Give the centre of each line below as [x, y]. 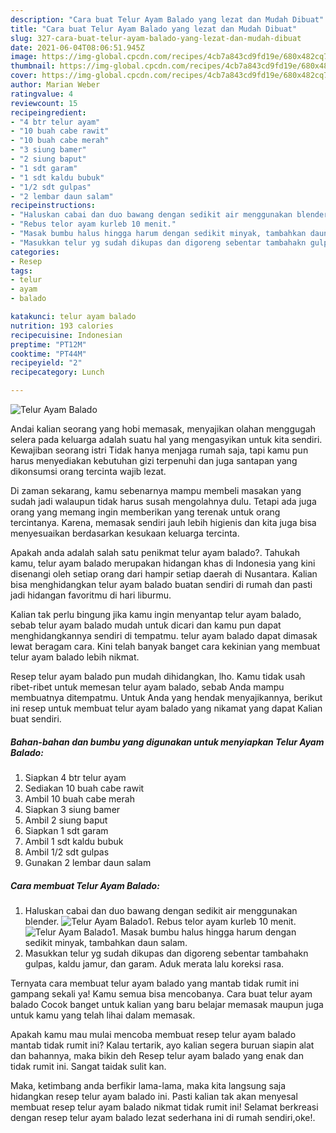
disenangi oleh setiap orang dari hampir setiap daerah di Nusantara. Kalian [164, 574]
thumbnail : [33, 66]
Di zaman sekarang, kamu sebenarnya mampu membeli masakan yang [156, 490]
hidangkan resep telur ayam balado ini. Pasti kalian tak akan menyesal [154, 1096]
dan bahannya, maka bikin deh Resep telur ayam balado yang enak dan [157, 1055]
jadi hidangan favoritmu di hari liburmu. [91, 595]
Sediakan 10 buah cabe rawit [84, 788]
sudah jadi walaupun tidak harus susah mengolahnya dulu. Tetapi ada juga [163, 501]
